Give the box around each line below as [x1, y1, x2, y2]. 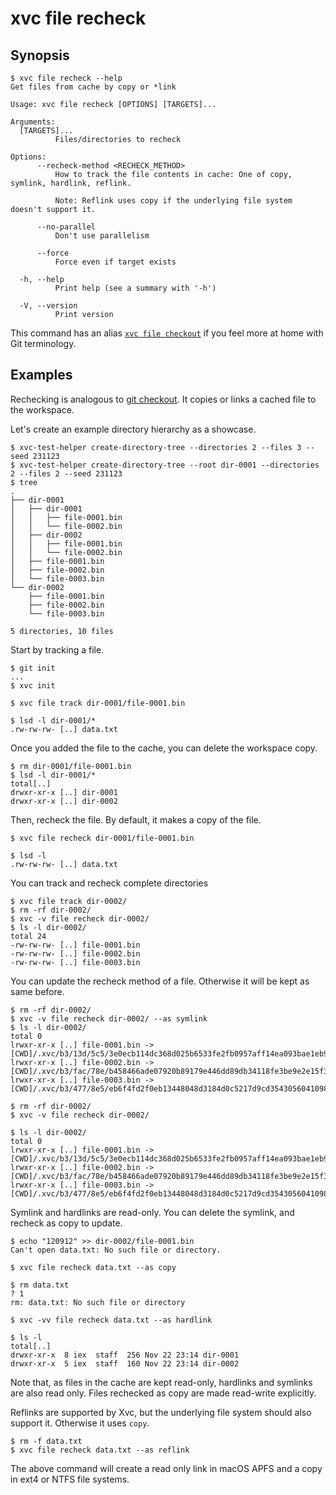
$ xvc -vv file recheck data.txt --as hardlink [10, 1315, 213, 1325]
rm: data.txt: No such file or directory [10, 1297, 186, 1307]
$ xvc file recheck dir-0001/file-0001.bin [10, 833, 195, 843]
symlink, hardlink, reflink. [10, 178, 132, 188]
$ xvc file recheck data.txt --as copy [10, 1262, 177, 1272]
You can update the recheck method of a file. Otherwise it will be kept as [10, 975, 310, 987]
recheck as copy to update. [10, 1217, 123, 1229]
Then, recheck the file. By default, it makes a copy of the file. [10, 813, 262, 826]
